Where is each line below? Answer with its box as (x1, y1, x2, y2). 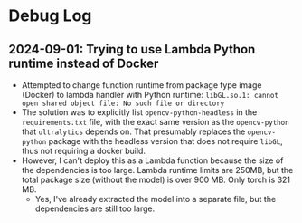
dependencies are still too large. (34, 203, 156, 214)
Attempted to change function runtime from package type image (21, 80, 262, 91)
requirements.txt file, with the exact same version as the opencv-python (21, 117, 290, 127)
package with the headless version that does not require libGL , (48, 136, 284, 146)
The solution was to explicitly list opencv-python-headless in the (21, 107, 258, 118)
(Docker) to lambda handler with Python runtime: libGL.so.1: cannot (21, 90, 279, 100)
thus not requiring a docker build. (21, 146, 146, 156)
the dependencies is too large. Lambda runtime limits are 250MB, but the (21, 165, 294, 175)
